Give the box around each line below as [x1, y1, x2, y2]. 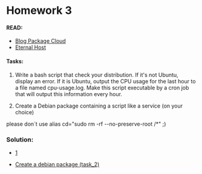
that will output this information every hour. [15, 90, 123, 97]
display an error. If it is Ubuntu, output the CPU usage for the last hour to [15, 77, 196, 85]
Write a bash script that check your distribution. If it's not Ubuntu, [15, 71, 178, 79]
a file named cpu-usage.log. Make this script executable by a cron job [15, 84, 189, 91]
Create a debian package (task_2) [15, 161, 100, 168]
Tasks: [6, 57, 24, 65]
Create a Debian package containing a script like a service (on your [15, 102, 183, 109]
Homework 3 [6, 4, 73, 18]
